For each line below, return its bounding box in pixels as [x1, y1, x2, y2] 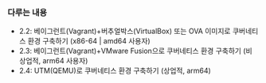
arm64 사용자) [42, 56, 88, 66]
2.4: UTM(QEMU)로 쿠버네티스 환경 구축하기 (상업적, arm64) [18, 66, 212, 76]
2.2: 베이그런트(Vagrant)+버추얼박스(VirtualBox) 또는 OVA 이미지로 [18, 26, 231, 36]
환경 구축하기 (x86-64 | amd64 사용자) [27, 36, 151, 46]
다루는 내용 [7, 6, 48, 17]
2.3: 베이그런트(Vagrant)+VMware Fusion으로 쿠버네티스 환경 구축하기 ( [18, 46, 246, 56]
